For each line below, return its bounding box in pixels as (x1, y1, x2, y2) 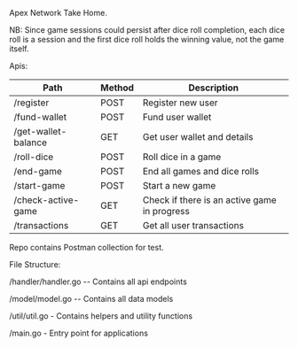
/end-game (13, 166, 62, 177)
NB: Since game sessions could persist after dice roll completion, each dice (9, 25, 286, 35)
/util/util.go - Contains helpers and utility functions (9, 311, 193, 321)
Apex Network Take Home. (9, 8, 108, 18)
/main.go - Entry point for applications (9, 328, 149, 338)
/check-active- (13, 194, 80, 206)
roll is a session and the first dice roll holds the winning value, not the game (9, 35, 285, 44)
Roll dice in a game (142, 150, 222, 163)
